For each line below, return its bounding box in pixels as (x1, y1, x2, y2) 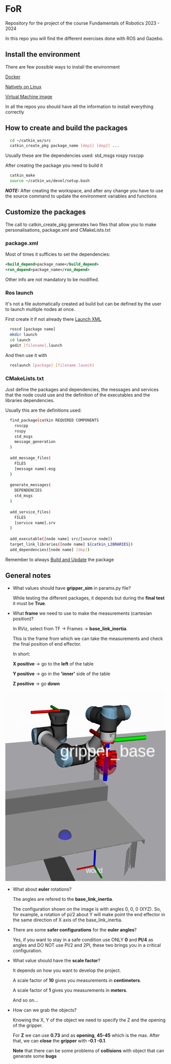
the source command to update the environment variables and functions (5, 193, 157, 199)
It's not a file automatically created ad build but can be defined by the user (5, 301, 162, 307)
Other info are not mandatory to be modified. (5, 276, 99, 282)
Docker (5, 74, 21, 80)
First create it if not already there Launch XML (5, 316, 102, 322)
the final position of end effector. (12, 640, 81, 647)
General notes (5, 571, 51, 580)
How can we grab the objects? (12, 1007, 77, 1013)
